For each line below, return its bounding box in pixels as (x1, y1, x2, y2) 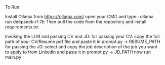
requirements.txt (5, 24, 39, 30)
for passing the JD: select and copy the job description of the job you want (5, 44, 158, 49)
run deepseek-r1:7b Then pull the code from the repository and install (5, 19, 147, 24)
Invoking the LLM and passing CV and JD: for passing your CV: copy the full (5, 34, 160, 39)
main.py (5, 54, 21, 60)
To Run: (5, 4, 21, 10)
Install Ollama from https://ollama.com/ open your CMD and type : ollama (5, 14, 154, 19)
